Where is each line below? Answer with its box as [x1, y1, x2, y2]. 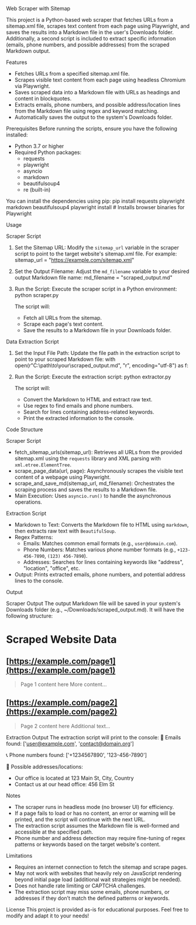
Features [6, 59, 27, 66]
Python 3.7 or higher [14, 143, 64, 149]
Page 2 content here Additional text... [20, 722, 111, 729]
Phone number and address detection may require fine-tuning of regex [14, 834, 185, 841]
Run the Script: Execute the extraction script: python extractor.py [14, 373, 171, 380]
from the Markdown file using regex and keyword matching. [14, 108, 159, 114]
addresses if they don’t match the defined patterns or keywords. [14, 895, 170, 902]
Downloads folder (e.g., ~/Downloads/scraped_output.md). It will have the [6, 606, 184, 613]
